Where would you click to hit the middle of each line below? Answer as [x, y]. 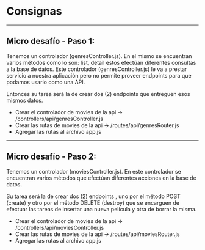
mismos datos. [25, 100]
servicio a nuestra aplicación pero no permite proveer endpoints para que [99, 75]
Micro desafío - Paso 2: [51, 157]
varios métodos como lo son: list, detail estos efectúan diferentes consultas [101, 62]
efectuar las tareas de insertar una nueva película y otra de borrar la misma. [102, 209]
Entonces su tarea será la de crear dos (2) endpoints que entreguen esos [98, 94]
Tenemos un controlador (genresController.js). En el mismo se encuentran [99, 56]
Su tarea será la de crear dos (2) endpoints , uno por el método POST [94, 196]
